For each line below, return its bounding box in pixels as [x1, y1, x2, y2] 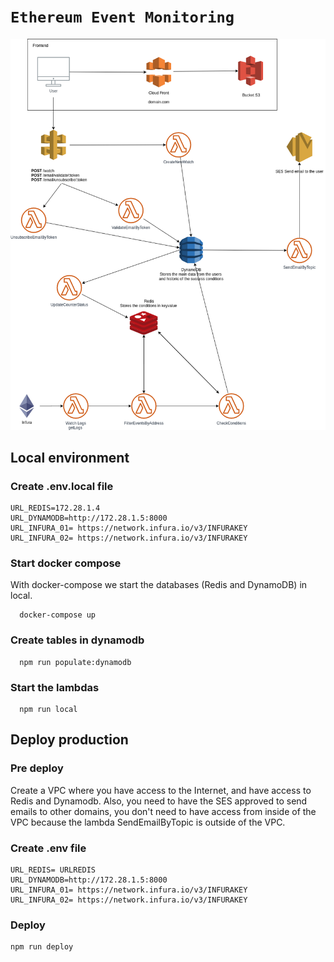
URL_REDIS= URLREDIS [10, 865, 97, 875]
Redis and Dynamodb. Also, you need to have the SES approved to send [10, 795, 308, 807]
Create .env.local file [10, 479, 114, 493]
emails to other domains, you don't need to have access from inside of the [10, 805, 317, 817]
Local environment [10, 449, 130, 466]
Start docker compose [10, 556, 122, 570]
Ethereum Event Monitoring [10, 8, 235, 27]
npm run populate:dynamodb [19, 657, 132, 667]
